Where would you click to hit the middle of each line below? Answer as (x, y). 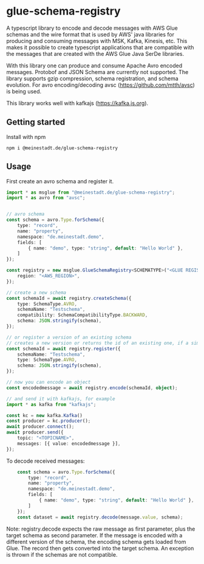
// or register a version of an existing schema (69, 337)
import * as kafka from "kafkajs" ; (51, 404)
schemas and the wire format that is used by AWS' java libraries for (90, 34)
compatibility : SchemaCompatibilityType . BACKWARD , (83, 315)
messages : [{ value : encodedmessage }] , (69, 443)
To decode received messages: (46, 461)
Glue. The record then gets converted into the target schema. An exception (100, 548)
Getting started (36, 122)
